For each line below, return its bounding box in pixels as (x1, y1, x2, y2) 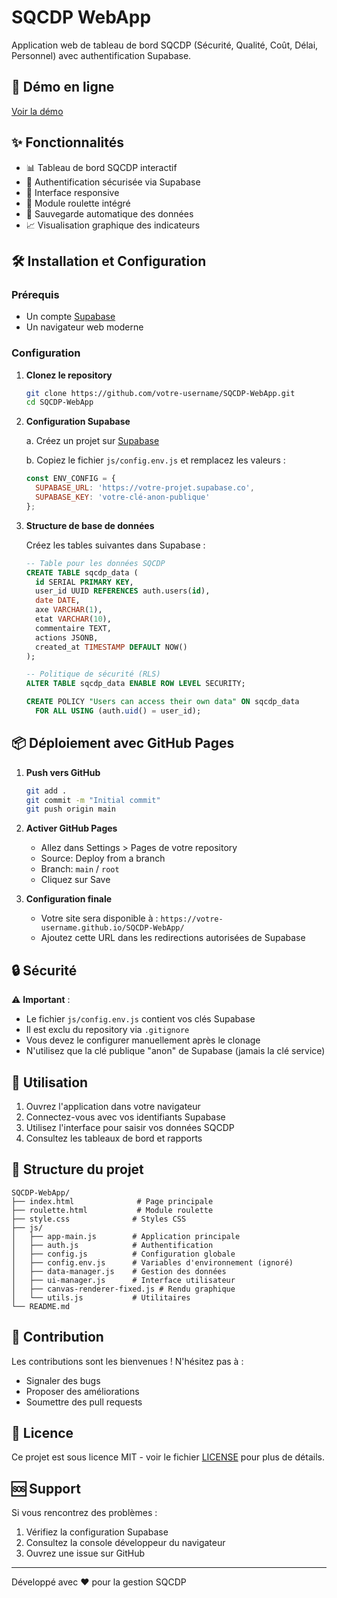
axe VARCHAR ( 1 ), (35, 605, 103, 615)
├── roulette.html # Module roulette (11, 1205, 214, 1215)
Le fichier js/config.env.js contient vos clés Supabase (25, 1013, 256, 1025)
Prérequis (11, 287, 60, 301)
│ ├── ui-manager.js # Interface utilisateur (11, 1275, 236, 1285)
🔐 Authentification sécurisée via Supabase (25, 176, 201, 188)
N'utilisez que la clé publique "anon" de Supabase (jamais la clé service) (25, 1045, 326, 1057)
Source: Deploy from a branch (40, 852, 166, 865)
